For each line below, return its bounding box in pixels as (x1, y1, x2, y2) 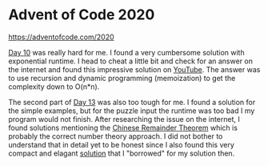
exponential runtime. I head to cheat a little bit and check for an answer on (8, 56, 254, 66)
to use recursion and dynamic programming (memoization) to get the (8, 73, 236, 83)
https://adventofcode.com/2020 (8, 32, 114, 42)
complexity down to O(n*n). (8, 82, 100, 91)
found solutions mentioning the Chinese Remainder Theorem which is (8, 123, 238, 132)
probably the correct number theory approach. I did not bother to (8, 131, 223, 141)
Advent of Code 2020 (8, 6, 155, 24)
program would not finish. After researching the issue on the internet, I (8, 114, 240, 123)
